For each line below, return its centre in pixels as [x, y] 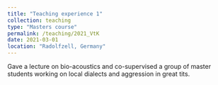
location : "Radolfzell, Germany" [57, 46]
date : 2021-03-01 [33, 40]
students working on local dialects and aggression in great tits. [99, 74]
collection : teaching [39, 20]
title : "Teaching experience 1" [55, 14]
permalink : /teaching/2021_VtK [53, 33]
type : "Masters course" [42, 27]
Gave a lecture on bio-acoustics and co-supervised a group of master [109, 66]
